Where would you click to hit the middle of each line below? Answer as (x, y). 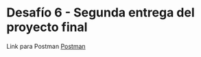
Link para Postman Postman (46, 46)
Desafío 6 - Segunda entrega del (100, 13)
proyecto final (47, 27)
